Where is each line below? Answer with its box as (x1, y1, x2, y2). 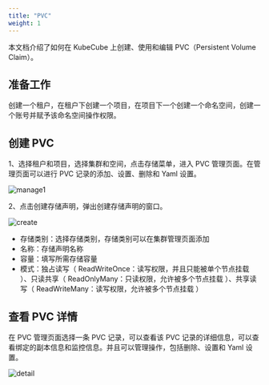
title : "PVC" (8, 11, 52, 20)
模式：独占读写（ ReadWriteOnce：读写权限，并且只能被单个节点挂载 (19, 264, 250, 274)
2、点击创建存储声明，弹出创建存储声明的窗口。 (8, 202, 167, 211)
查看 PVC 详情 (8, 310, 78, 323)
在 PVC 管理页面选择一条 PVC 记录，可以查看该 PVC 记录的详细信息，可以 (8, 332, 252, 342)
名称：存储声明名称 (19, 244, 84, 254)
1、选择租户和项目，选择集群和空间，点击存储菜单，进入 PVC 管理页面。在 (8, 159, 254, 169)
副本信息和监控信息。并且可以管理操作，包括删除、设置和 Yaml (35, 342, 244, 352)
